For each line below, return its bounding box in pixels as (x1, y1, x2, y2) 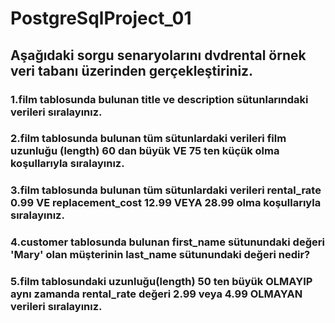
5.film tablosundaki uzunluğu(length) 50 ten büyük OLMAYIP (10, 275, 313, 289)
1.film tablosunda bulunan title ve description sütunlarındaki (10, 92, 309, 106)
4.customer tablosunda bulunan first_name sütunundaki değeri (10, 235, 325, 249)
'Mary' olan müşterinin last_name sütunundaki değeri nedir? (10, 248, 311, 262)
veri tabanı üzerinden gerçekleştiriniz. (10, 62, 254, 79)
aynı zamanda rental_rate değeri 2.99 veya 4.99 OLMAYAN (10, 287, 303, 301)
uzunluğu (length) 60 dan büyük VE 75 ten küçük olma (10, 144, 280, 158)
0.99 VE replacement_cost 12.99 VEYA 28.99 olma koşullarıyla (10, 196, 322, 210)
